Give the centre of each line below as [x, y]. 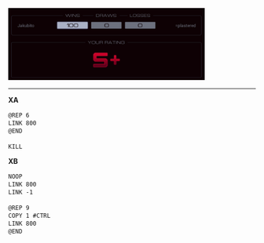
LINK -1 [21, 192]
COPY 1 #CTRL [29, 216]
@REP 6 [19, 115]
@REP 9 [19, 208]
